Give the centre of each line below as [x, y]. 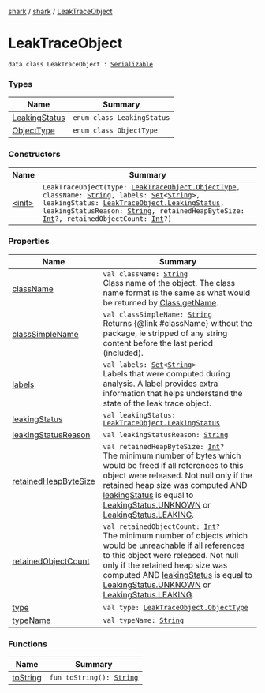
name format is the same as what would [177, 293]
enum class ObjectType [116, 131]
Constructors [34, 155]
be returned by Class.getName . [161, 302]
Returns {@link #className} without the [177, 323]
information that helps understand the [173, 393]
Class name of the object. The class [169, 283]
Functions [28, 644]
